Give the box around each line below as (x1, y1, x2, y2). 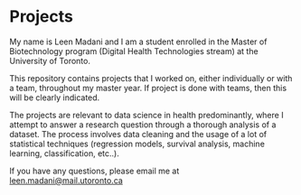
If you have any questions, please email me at (9, 165, 180, 176)
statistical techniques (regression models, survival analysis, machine (9, 138, 265, 149)
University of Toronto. (9, 55, 90, 66)
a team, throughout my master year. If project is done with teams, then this (9, 82, 287, 93)
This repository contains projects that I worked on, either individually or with (9, 72, 293, 83)
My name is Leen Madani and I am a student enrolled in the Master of (9, 36, 268, 47)
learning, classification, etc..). (9, 147, 119, 159)
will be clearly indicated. (9, 92, 100, 103)
